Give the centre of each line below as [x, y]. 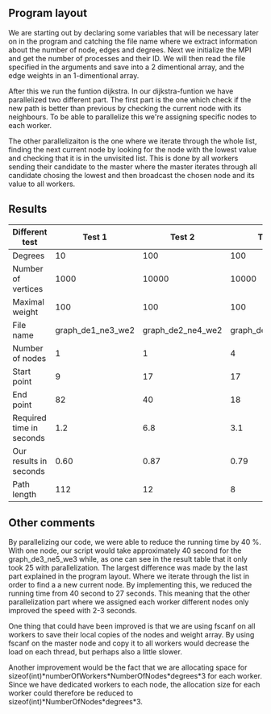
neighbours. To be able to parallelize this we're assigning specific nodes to [132, 117]
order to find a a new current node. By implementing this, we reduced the [130, 585]
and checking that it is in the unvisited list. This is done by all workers [123, 158]
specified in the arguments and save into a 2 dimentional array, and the [126, 67]
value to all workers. [42, 184]
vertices [28, 289]
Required [29, 417]
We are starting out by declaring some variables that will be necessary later [134, 32]
